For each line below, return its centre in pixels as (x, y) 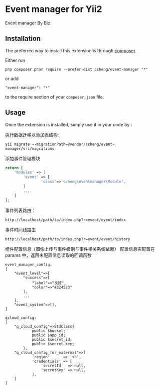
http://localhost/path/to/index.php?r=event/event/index (66, 220)
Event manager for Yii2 (54, 9)
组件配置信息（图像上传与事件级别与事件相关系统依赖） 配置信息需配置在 (80, 249)
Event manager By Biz (28, 23)
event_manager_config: (29, 265)
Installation (23, 39)
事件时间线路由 (20, 229)
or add (12, 79)
